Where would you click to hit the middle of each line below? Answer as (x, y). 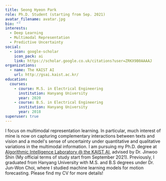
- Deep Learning (26, 33)
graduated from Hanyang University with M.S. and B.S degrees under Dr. (80, 162)
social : (13, 47)
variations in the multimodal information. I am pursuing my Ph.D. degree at (81, 146)
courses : (19, 84)
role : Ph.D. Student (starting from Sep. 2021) (55, 14)
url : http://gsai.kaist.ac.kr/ (46, 75)
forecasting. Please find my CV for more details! (54, 173)
